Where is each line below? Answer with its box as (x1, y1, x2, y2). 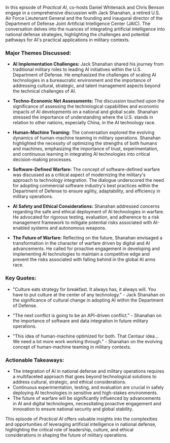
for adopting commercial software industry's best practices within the (12, 183, 159, 189)
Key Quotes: (5, 274, 37, 282)
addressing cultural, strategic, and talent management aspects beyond (12, 82, 161, 89)
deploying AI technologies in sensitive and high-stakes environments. (12, 390, 158, 396)
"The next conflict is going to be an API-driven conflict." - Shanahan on (12, 312, 162, 318)
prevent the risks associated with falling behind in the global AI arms (12, 257, 156, 263)
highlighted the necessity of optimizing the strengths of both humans (12, 140, 157, 147)
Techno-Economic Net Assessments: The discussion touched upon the (12, 98, 165, 104)
